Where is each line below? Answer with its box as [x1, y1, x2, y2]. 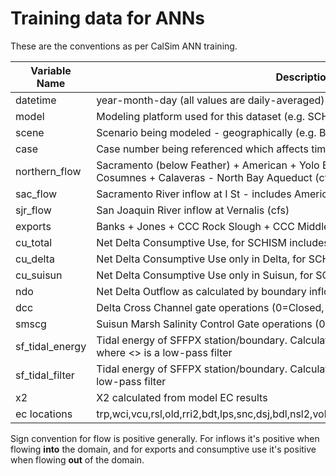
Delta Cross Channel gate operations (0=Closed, [96, 300, 325, 314]
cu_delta [15, 252, 55, 266]
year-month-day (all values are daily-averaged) [96, 93, 325, 107]
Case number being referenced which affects [96, 142, 309, 156]
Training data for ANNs [10, 7, 205, 30]
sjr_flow [15, 203, 52, 217]
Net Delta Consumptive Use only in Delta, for [96, 252, 307, 266]
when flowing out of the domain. [10, 453, 145, 466]
